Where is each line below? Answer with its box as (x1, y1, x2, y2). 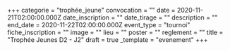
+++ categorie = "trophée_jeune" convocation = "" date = (7, 6, 176, 14)
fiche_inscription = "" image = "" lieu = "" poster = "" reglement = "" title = (7, 28, 224, 36)
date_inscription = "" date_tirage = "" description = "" (63, 13, 218, 22)
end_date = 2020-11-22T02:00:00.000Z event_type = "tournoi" (7, 21, 190, 29)
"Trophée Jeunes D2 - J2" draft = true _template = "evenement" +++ (7, 36, 208, 44)
